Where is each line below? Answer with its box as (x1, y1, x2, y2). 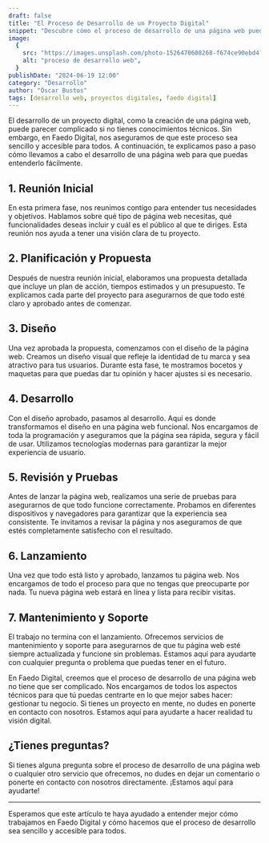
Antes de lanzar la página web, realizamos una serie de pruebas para (8, 492, 237, 501)
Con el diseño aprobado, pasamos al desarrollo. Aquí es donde (8, 413, 216, 423)
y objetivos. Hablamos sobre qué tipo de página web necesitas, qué (8, 212, 232, 221)
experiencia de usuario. (8, 447, 86, 457)
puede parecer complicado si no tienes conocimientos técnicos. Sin (8, 124, 232, 134)
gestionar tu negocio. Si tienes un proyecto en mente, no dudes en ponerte (8, 699, 256, 708)
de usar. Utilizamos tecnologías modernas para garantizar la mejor (8, 439, 227, 448)
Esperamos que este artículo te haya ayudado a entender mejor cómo (8, 809, 239, 818)
